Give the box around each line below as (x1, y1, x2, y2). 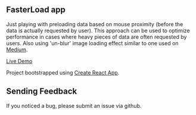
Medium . (6, 46, 28, 53)
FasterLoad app (6, 5, 66, 15)
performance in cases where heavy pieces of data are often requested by (6, 33, 187, 41)
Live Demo (6, 57, 33, 64)
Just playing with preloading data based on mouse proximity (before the (6, 20, 183, 27)
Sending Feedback (6, 86, 77, 97)
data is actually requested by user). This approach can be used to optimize (6, 27, 190, 34)
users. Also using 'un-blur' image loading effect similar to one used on (6, 39, 179, 46)
